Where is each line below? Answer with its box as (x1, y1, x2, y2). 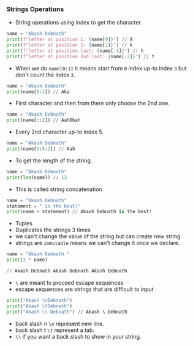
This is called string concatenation (15, 186, 102, 193)
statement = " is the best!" (6, 203, 81, 209)
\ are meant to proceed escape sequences (15, 279, 124, 286)
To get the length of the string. (15, 157, 93, 164)
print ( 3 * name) (6, 257, 48, 263)
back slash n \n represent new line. (15, 320, 104, 327)
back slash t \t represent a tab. (15, 326, 95, 334)
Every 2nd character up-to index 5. (15, 128, 104, 136)
